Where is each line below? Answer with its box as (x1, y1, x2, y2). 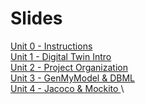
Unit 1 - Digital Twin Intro (10, 50, 112, 62)
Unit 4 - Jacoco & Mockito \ (10, 82, 125, 94)
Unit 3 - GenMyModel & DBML (10, 72, 135, 84)
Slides (10, 7, 63, 30)
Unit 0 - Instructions (10, 40, 93, 52)
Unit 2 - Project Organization (10, 61, 128, 73)
